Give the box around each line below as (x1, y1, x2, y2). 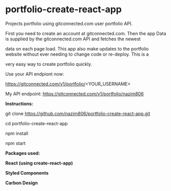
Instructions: (5, 101, 34, 107)
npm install (5, 130, 29, 136)
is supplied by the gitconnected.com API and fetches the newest (5, 36, 141, 42)
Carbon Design (5, 180, 38, 186)
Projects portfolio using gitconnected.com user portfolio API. (5, 20, 133, 27)
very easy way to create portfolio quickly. (5, 61, 92, 67)
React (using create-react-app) (5, 160, 73, 166)
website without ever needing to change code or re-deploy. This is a (5, 51, 149, 57)
